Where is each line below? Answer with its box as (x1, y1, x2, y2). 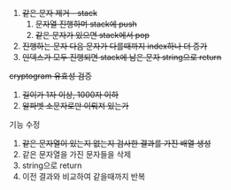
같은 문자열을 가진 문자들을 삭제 (21, 149, 131, 159)
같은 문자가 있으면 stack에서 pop (35, 30, 150, 40)
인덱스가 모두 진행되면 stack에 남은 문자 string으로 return (21, 52, 222, 62)
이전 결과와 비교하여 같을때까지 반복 (21, 171, 146, 181)
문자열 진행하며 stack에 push (35, 19, 137, 29)
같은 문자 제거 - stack (21, 8, 97, 18)
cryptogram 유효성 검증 (9, 71, 93, 81)
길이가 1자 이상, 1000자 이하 (21, 89, 119, 100)
